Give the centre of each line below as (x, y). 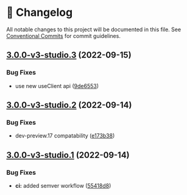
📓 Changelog (40, 13)
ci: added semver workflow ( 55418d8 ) (63, 186)
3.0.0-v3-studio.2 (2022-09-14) (69, 105)
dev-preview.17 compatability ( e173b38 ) (65, 136)
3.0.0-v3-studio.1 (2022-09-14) (68, 155)
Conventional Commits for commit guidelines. (63, 35)
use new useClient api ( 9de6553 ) (57, 86)
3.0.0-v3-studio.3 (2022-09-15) (69, 55)
